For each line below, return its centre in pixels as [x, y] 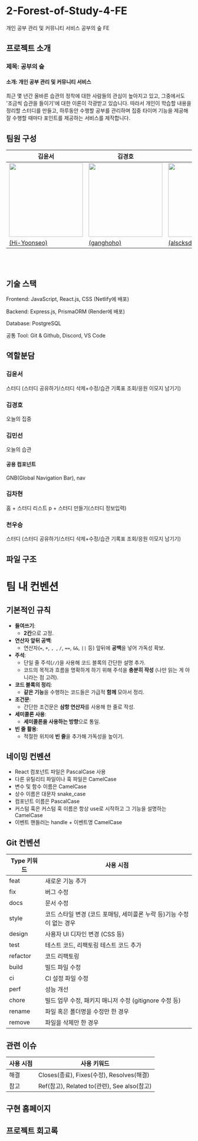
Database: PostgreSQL [34, 323]
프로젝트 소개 [29, 48]
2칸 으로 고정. [39, 633]
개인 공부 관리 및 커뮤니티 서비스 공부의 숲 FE [58, 28]
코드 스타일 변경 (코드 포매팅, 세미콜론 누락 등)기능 [111, 914]
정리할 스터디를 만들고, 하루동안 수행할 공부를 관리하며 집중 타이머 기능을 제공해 [97, 111]
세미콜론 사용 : [30, 714]
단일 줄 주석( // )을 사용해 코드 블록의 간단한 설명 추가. [85, 663]
